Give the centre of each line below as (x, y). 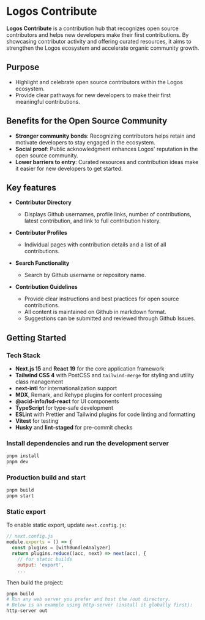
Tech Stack (24, 355)
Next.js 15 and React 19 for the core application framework (90, 369)
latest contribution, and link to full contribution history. (92, 221)
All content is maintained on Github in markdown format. (95, 312)
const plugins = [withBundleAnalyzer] (61, 548)
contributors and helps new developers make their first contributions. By (98, 34)
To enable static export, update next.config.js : (66, 525)
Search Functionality (42, 263)
